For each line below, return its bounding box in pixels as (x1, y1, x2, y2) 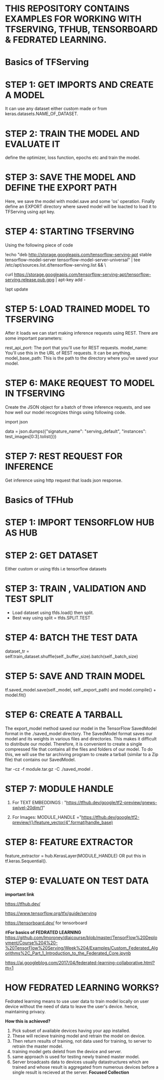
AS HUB (5, 527, 38, 539)
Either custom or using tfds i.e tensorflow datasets (5, 566, 107, 572)
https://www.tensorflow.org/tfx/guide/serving (5, 910, 97, 916)
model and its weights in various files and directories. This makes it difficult (5, 736, 157, 741)
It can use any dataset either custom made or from (5, 106, 107, 112)
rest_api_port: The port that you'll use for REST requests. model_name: (5, 345, 148, 351)
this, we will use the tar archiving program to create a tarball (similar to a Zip (5, 752, 159, 757)
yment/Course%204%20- (5, 939, 58, 946)
